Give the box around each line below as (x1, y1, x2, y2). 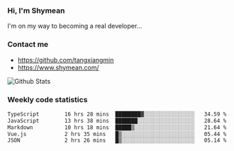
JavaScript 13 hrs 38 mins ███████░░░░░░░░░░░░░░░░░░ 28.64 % (7, 117, 227, 124)
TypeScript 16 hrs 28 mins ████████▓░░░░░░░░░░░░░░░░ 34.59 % (7, 111, 227, 118)
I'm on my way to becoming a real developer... (7, 22, 143, 30)
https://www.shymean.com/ (17, 63, 99, 72)
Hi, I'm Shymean (7, 6, 65, 16)
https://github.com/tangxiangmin (17, 55, 114, 64)
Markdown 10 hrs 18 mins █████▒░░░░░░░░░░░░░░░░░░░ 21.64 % (7, 123, 227, 131)
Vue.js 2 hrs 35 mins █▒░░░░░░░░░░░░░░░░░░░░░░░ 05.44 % (7, 130, 227, 138)
